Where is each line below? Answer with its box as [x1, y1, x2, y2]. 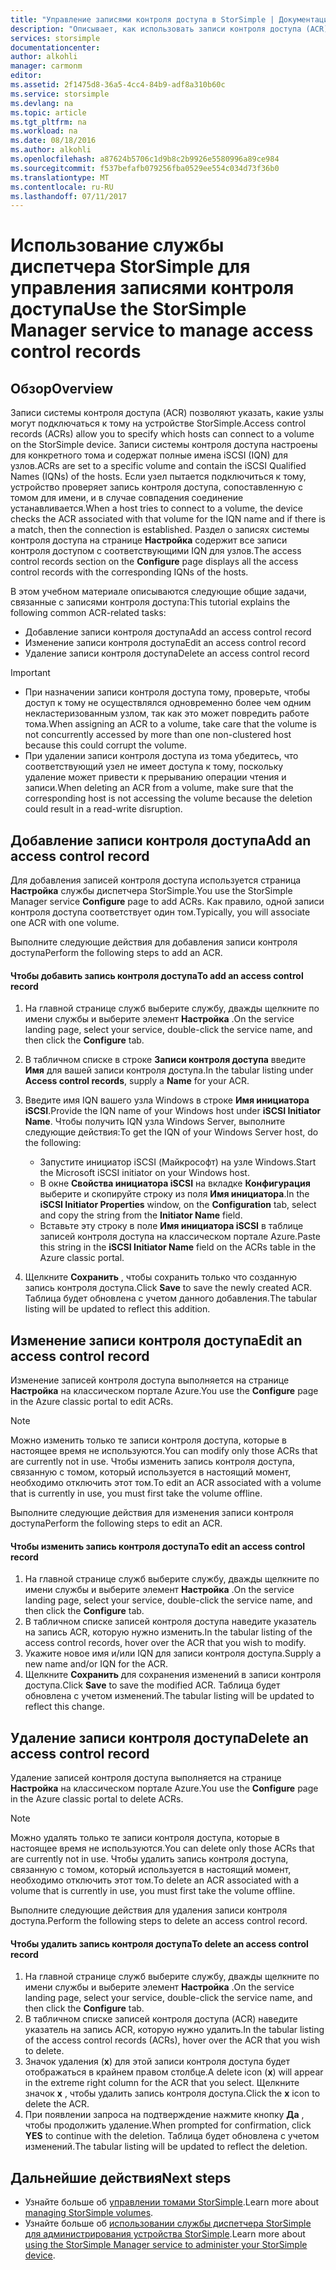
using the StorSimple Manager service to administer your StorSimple [24, 2239, 308, 2251]
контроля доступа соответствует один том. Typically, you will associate [10, 906, 311, 918]
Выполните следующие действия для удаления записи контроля [10, 1904, 288, 1916]
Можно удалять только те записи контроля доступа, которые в [10, 1832, 280, 1844]
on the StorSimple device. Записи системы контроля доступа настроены [10, 439, 318, 451]
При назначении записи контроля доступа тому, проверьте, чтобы [24, 686, 311, 698]
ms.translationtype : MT [10, 172, 110, 183]
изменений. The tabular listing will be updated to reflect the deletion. [24, 2141, 308, 2153]
